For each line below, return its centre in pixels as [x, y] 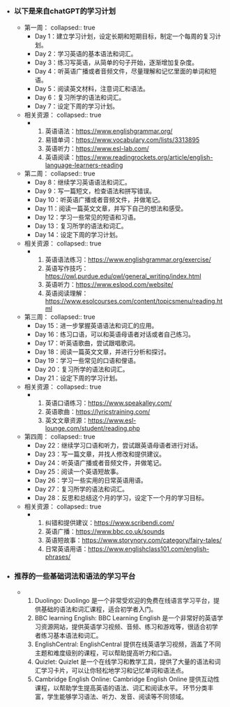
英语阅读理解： [67, 293]
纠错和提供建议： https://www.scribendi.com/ [109, 523]
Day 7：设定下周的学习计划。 [76, 106]
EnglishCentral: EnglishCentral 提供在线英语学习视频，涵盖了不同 [128, 644]
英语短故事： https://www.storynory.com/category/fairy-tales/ [133, 541]
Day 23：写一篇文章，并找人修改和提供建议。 [100, 454]
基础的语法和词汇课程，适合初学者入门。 [99, 609]
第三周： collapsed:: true [60, 317]
